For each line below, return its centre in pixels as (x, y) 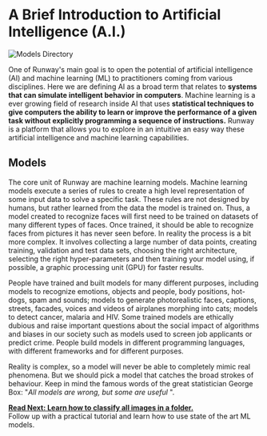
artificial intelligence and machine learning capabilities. (99, 137)
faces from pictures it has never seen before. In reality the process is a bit (130, 233)
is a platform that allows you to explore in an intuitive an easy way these (127, 129)
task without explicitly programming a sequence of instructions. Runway (131, 120)
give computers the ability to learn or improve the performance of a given (133, 112)
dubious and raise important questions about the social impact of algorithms (134, 325)
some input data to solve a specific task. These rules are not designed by (129, 199)
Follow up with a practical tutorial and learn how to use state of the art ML (130, 416)
